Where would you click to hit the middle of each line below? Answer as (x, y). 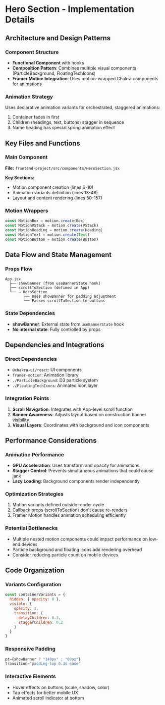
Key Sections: (20, 177)
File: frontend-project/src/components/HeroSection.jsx (62, 168)
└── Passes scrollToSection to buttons (64, 301)
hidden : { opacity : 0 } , (35, 599)
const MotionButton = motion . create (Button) (52, 239)
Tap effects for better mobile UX (45, 693)
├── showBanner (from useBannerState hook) (55, 283)
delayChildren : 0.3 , (39, 618)
